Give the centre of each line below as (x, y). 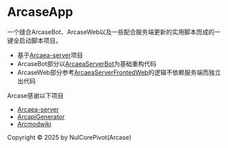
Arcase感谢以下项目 (36, 95)
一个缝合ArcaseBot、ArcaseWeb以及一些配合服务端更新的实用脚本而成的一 (114, 32)
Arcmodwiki (34, 124)
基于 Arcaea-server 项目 (50, 55)
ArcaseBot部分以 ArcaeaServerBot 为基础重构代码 (87, 63)
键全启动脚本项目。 (35, 40)
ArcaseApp (40, 12)
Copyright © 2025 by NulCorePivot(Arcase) (69, 137)
